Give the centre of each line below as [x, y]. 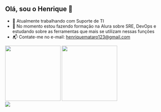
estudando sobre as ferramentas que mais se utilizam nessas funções [83, 31]
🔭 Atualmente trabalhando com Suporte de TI [58, 21]
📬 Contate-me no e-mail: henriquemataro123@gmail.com [71, 37]
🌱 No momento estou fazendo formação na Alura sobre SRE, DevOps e [84, 26]
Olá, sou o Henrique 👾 [39, 9]
